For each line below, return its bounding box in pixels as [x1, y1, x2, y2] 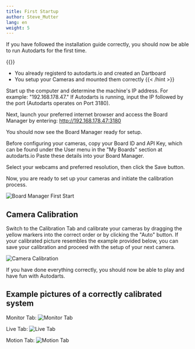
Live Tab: [6, 325, 28, 332]
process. [6, 181, 27, 188]
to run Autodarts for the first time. [6, 47, 87, 54]
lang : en [6, 19, 27, 25]
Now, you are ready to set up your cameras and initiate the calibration [6, 175, 174, 182]
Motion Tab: [6, 337, 35, 344]
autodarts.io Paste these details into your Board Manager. [6, 153, 144, 160]
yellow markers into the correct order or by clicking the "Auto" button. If [6, 231, 179, 239]
